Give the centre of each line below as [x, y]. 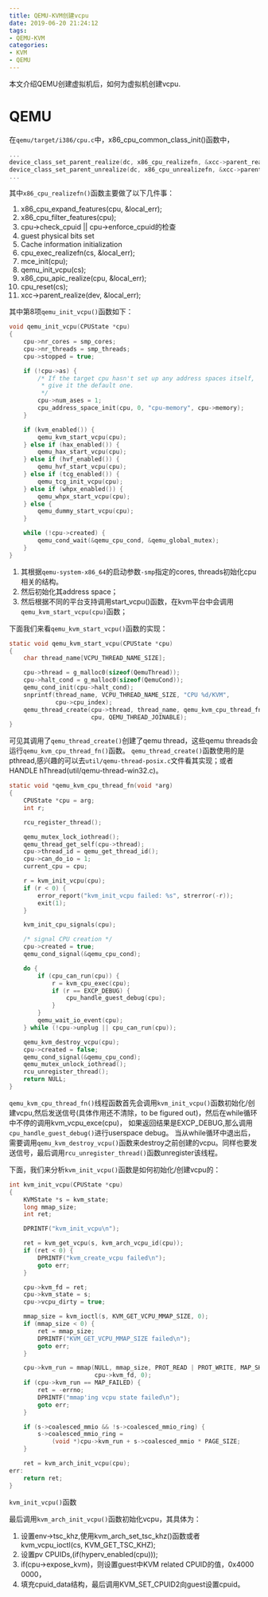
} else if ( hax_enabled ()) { [72, 444]
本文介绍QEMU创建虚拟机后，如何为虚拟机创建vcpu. [95, 84]
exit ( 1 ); [52, 903]
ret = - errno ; [61, 1390]
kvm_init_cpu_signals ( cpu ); [70, 925]
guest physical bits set [57, 236]
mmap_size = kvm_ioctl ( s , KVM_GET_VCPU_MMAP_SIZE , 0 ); [116, 1316]
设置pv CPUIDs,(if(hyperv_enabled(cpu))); [89, 1554]
